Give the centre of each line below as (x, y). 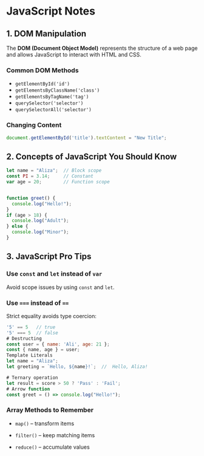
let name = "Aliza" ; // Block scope (54, 171)
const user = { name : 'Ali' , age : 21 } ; (58, 344)
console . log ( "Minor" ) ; (40, 232)
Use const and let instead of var (54, 274)
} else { (17, 226)
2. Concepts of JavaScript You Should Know (92, 156)
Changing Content (34, 125)
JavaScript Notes (51, 11)
